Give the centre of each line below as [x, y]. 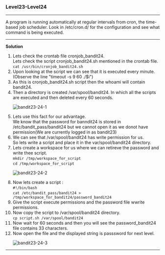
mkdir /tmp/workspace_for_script [47, 159]
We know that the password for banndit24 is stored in [67, 122]
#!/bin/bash [25, 188]
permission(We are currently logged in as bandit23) [65, 132]
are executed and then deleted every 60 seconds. [63, 98]
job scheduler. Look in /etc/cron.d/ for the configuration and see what [90, 27]
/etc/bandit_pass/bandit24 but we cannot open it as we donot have [80, 127]
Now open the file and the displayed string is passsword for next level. [83, 233]
